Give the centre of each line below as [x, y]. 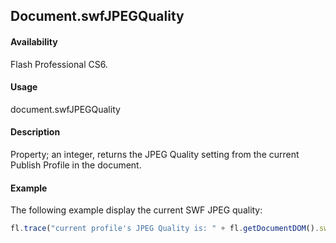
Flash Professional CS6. [59, 64]
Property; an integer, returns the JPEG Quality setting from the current [155, 154]
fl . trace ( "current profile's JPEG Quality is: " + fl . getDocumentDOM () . [165, 229]
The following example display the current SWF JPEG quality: [136, 210]
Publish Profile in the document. [76, 165]
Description [35, 132]
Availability [34, 41]
